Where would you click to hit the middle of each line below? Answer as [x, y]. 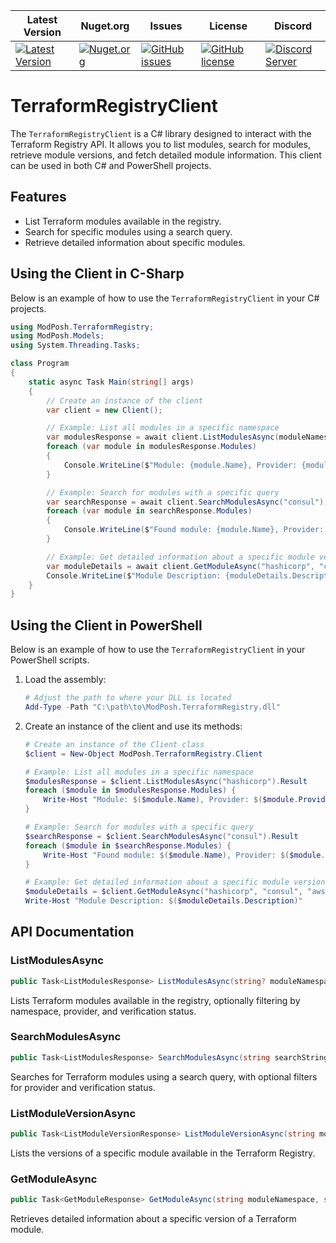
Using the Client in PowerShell [106, 625]
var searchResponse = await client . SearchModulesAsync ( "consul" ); [187, 502]
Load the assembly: [65, 680]
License [228, 26]
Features [38, 197]
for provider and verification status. [83, 1087]
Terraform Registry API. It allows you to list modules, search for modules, [160, 144]
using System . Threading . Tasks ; [75, 345]
